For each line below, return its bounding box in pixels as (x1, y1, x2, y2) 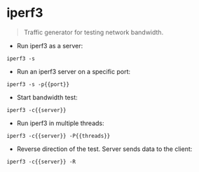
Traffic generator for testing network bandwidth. (23, 28, 164, 36)
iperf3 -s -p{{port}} (6, 80, 70, 88)
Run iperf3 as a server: (16, 41, 83, 50)
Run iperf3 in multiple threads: (16, 119, 104, 127)
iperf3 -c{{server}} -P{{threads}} (6, 132, 111, 139)
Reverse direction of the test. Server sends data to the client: (16, 145, 193, 153)
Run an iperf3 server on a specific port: (16, 67, 131, 76)
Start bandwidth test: (16, 93, 78, 101)
